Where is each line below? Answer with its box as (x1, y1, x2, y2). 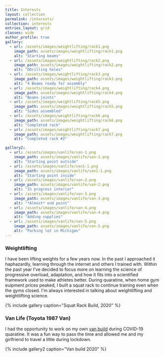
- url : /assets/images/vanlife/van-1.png (9, 150, 96, 155)
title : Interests (5, 7, 41, 12)
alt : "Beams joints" (14, 95, 56, 100)
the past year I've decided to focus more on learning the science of (5, 266, 142, 273)
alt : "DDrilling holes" (14, 67, 63, 72)
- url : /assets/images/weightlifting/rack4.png (9, 85, 110, 91)
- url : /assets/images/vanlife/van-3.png (9, 191, 96, 196)
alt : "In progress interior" (14, 187, 74, 192)
